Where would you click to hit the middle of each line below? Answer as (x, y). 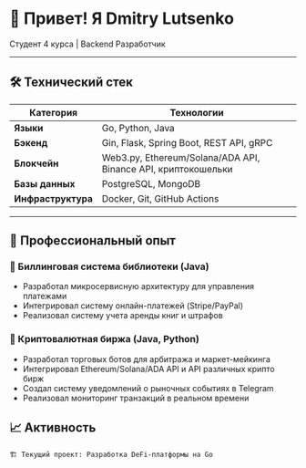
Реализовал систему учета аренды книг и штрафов (122, 316)
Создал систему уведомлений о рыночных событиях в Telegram (148, 388)
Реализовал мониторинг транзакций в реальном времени (136, 398)
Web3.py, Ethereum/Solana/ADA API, (181, 157)
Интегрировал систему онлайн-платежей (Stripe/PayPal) (133, 306)
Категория (54, 112)
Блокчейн (36, 163)
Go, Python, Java (138, 128)
